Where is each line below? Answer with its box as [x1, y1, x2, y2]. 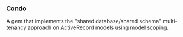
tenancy [6, 24, 27, 31]
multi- [162, 18, 178, 25]
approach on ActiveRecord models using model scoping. [27, 24, 169, 31]
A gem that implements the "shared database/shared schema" [6, 18, 162, 25]
